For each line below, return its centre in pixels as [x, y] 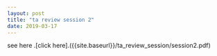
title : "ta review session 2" [51, 20]
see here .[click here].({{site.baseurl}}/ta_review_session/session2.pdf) [109, 46]
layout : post [26, 13]
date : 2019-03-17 [32, 26]
